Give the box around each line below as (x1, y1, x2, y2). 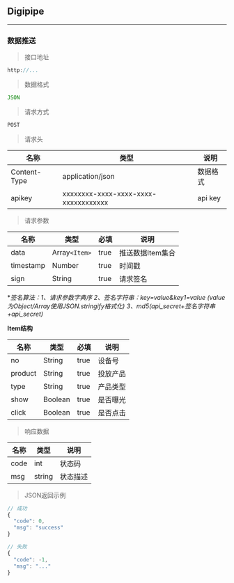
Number (52, 260, 79, 270)
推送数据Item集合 (119, 248, 176, 257)
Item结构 (7, 324, 33, 333)
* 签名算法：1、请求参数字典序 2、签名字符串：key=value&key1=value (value (7, 293, 226, 301)
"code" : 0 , (13, 518, 45, 525)
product (10, 368, 37, 378)
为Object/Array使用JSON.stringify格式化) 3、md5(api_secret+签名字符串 (7, 302, 216, 310)
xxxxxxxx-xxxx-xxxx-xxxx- (62, 189, 157, 198)
